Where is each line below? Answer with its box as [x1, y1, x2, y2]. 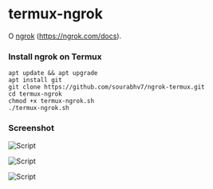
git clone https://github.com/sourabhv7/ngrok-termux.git [8, 83, 205, 92]
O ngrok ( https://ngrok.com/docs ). [8, 31, 122, 41]
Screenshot [8, 123, 54, 134]
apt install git [8, 77, 62, 85]
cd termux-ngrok [8, 90, 62, 98]
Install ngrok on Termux [8, 51, 102, 62]
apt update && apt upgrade [8, 69, 98, 77]
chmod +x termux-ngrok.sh [8, 97, 94, 105]
